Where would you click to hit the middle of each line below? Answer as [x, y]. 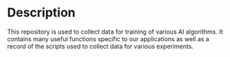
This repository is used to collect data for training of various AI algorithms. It [115, 32]
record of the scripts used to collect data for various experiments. [101, 46]
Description [41, 13]
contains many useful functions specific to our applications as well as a [108, 38]
